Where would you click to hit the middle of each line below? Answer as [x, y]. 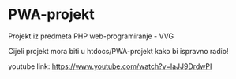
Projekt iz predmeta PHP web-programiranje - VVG [91, 36]
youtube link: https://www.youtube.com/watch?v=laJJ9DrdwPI [110, 66]
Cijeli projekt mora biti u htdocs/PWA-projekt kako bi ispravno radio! [118, 51]
